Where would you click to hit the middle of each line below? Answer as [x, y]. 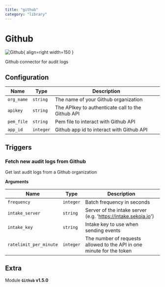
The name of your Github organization [99, 100]
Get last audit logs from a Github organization [51, 172]
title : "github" [22, 10]
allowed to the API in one [114, 245]
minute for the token [109, 251]
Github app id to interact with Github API [101, 130]
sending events [103, 230]
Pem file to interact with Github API [95, 122]
